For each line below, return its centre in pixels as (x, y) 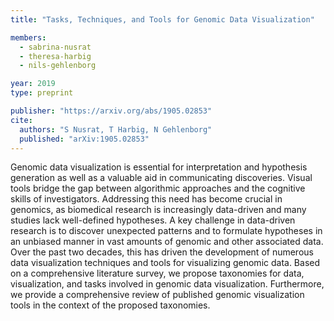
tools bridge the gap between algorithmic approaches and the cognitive (158, 188)
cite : (21, 120)
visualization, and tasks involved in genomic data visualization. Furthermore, (167, 284)
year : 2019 (33, 84)
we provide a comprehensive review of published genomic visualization (157, 295)
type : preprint (42, 93)
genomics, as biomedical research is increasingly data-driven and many (158, 210)
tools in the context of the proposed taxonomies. (110, 305)
